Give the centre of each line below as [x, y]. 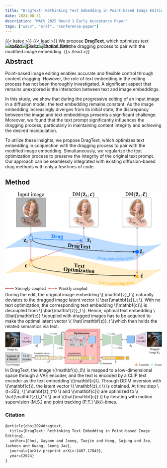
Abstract [19, 61]
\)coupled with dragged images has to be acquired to [96, 316]
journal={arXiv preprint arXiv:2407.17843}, [56, 451]
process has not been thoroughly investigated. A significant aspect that [78, 84]
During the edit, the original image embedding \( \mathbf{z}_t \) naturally [80, 295]
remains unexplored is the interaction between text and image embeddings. [83, 89]
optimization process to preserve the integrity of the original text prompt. [80, 156]
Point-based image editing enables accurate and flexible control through [79, 73]
